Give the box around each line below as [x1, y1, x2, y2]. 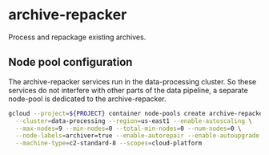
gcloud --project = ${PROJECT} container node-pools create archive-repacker [8, 109, 267, 117]
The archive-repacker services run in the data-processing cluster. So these [8, 76, 257, 86]
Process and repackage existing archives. [8, 32, 147, 42]
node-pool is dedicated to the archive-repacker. [8, 94, 167, 104]
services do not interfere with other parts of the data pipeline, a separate [8, 85, 248, 95]
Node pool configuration [8, 55, 133, 69]
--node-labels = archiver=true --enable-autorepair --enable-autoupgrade [15, 132, 260, 140]
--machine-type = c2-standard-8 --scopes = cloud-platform [15, 139, 203, 148]
